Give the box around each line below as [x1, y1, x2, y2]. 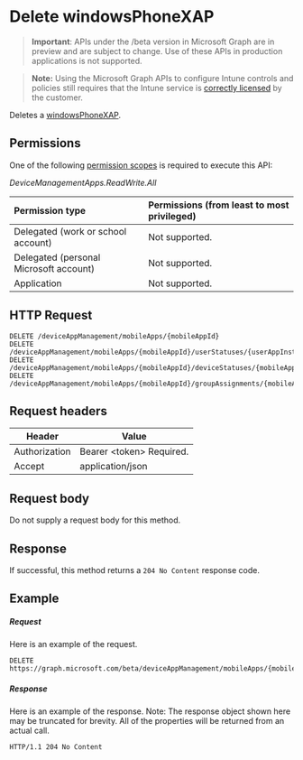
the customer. [31, 92, 84, 103]
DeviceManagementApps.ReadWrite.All [9, 177, 157, 188]
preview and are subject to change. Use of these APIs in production [31, 45, 283, 56]
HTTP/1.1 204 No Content [9, 743, 103, 752]
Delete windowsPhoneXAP [9, 6, 215, 27]
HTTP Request [9, 308, 93, 323]
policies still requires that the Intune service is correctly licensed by [31, 82, 282, 93]
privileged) [148, 209, 197, 222]
